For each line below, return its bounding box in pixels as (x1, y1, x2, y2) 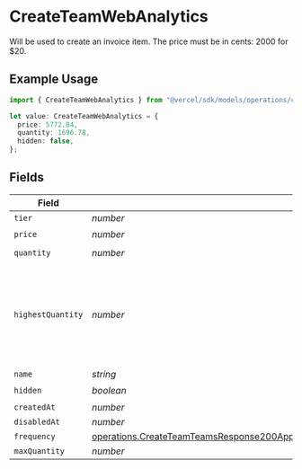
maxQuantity (13, 446, 66, 456)
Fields (9, 170, 45, 185)
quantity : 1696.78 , (17, 128, 91, 137)
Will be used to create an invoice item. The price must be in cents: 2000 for (9, 36, 289, 47)
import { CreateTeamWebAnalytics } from (9, 95, 164, 104)
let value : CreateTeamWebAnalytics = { (9, 111, 159, 120)
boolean (91, 385, 128, 397)
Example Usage (9, 72, 99, 87)
